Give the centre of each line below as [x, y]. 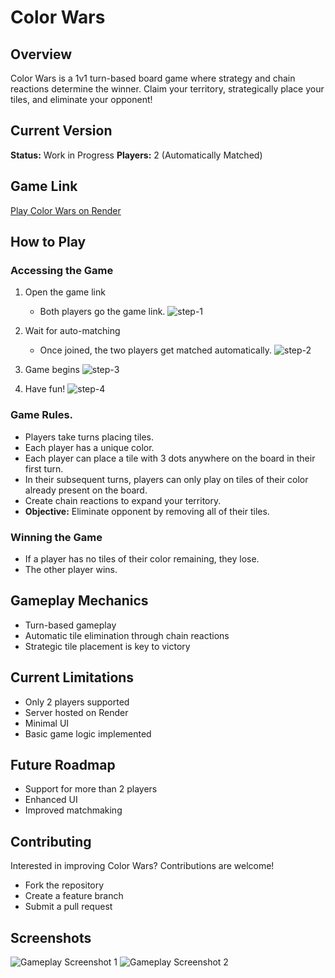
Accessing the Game [62, 270]
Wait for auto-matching [72, 331]
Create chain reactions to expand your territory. [123, 500]
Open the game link [65, 292]
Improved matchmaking [73, 810]
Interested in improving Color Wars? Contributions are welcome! [142, 866]
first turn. [44, 468]
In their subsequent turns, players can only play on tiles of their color [166, 479]
